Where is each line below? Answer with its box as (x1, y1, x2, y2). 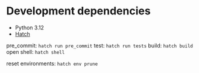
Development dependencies (6, 4, 151, 18)
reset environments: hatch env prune (6, 60, 98, 67)
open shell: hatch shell (6, 48, 65, 55)
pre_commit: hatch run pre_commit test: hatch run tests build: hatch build (6, 42, 193, 49)
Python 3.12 (14, 24, 44, 31)
